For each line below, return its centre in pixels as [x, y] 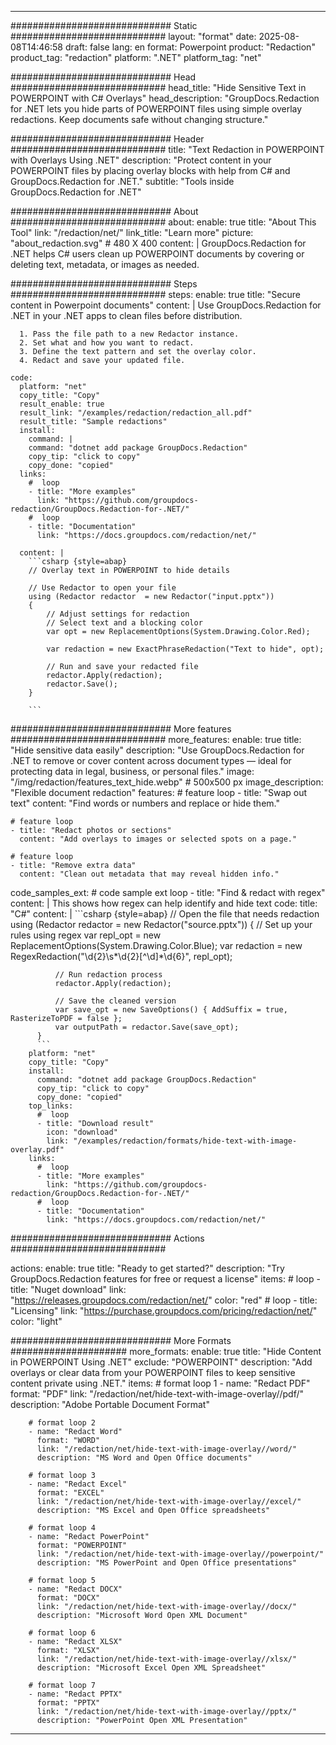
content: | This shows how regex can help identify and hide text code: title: [164, 903]
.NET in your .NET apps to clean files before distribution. [126, 315]
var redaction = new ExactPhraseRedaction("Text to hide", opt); [185, 649]
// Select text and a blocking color [124, 623]
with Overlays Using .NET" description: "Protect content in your [141, 160]
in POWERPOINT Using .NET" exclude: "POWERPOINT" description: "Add [161, 1362]
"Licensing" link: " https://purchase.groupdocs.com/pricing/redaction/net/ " [164, 1310]
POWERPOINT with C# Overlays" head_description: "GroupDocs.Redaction [165, 98]
